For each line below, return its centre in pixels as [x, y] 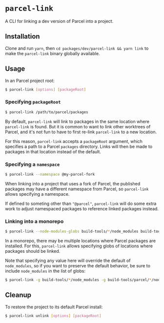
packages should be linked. [33, 251]
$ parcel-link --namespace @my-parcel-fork [50, 174]
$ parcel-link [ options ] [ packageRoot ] [46, 89]
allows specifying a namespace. [37, 194]
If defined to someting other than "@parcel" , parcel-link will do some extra [81, 203]
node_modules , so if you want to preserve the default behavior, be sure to [78, 265]
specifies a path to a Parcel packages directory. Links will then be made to [79, 146]
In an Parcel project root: [30, 81]
